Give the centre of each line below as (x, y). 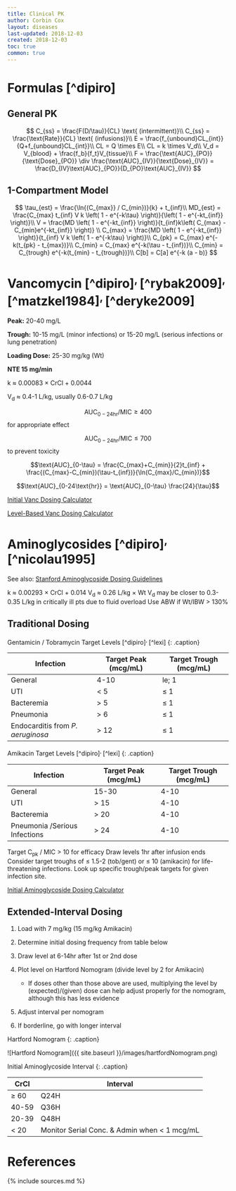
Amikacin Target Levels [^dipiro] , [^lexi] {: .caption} (81, 753)
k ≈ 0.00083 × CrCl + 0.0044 (50, 383)
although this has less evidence (74, 999)
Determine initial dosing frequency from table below (93, 942)
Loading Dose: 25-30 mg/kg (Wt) (56, 356)
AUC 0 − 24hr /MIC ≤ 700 (118, 439)
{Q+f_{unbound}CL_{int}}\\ (55, 146)
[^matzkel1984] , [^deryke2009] (101, 300)
